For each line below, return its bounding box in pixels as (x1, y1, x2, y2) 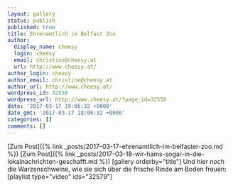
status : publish (7, 17, 55, 24)
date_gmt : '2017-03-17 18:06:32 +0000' (7, 109, 126, 116)
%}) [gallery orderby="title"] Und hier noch (99, 157, 225, 165)
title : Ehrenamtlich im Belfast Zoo (7, 30, 116, 38)
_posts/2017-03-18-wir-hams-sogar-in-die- (77, 150, 205, 158)
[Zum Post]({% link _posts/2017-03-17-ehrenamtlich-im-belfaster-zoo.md (7, 142, 224, 150)
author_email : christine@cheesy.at (7, 76, 113, 84)
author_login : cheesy (7, 70, 72, 77)
